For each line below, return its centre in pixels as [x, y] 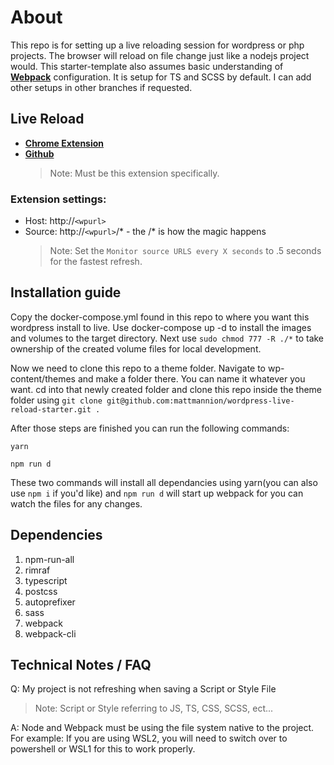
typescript [46, 580]
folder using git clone [56, 400]
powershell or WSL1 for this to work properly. [103, 749]
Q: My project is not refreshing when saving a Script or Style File [143, 689]
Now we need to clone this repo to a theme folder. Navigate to [138, 368]
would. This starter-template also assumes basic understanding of [147, 66]
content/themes [43, 378]
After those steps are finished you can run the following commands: [150, 428]
